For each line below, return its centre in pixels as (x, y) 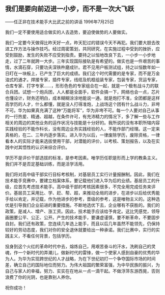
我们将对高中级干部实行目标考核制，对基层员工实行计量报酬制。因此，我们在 (82, 174)
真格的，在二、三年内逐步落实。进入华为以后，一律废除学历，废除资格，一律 (82, 135)
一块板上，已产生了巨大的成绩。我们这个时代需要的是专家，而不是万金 (89, 73)
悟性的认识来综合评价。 (46, 147)
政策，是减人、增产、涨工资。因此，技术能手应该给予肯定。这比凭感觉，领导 (82, 211)
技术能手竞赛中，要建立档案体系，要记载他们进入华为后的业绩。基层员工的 (80, 180)
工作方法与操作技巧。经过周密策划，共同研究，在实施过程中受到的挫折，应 (84, 49)
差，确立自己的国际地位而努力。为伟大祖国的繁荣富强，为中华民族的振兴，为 (82, 264)
